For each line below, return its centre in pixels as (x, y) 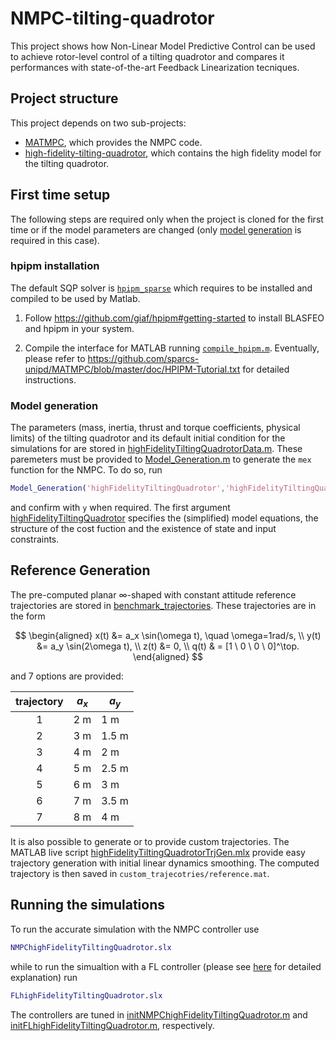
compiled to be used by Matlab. (75, 298)
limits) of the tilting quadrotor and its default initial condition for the (148, 438)
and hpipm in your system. (79, 328)
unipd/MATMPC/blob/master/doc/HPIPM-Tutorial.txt (132, 369)
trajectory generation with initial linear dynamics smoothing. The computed (165, 863)
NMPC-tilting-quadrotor (112, 18)
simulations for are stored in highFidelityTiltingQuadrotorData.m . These (156, 449)
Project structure (64, 98)
